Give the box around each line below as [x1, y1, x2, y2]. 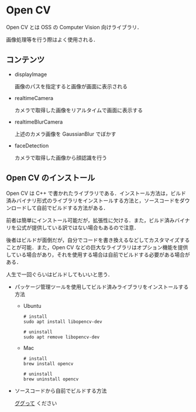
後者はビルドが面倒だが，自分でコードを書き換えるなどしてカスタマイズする [6, 236, 190, 243]
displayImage [14, 71, 47, 78]
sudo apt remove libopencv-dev [23, 334, 100, 340]
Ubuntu [23, 302, 42, 309]
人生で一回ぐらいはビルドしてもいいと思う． [6, 270, 113, 278]
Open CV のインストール [6, 173, 95, 183]
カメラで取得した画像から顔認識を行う [14, 154, 107, 161]
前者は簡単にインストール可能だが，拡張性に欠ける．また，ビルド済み [6, 217, 175, 224]
